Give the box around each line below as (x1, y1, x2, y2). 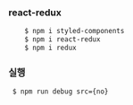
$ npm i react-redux (24, 35, 101, 44)
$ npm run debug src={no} (12, 87, 109, 96)
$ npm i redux (24, 43, 77, 53)
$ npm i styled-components (24, 27, 125, 36)
